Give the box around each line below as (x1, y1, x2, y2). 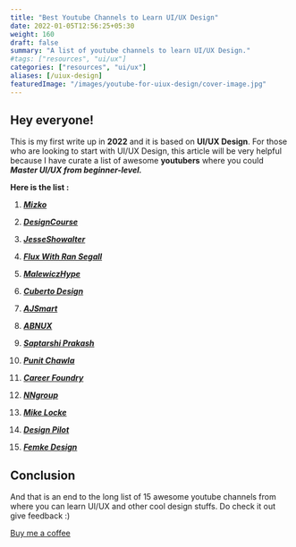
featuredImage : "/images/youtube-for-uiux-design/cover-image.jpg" (10, 80, 267, 88)
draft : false (10, 38, 59, 47)
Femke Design (22, 442, 78, 452)
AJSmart (22, 303, 58, 314)
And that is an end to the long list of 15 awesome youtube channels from (10, 492, 276, 502)
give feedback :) (10, 510, 71, 521)
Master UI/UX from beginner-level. (10, 164, 142, 175)
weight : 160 (10, 29, 55, 38)
